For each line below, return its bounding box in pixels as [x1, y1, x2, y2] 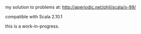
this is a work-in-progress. [5, 23, 60, 29]
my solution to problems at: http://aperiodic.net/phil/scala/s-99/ [5, 4, 136, 10]
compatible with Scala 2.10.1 [5, 14, 63, 19]
